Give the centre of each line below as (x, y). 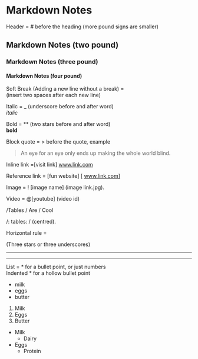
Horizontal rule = (27, 233)
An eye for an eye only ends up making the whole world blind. (95, 153)
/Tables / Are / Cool (30, 210)
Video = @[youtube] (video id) (43, 199)
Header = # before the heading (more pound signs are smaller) (82, 26)
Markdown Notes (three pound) (52, 62)
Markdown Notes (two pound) (62, 45)
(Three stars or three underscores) (48, 244)
